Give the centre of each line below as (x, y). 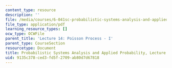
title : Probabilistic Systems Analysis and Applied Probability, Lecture (86, 53)
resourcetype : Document (31, 48)
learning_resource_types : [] (36, 29)
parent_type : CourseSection (35, 43)
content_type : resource (31, 10)
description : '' (23, 15)
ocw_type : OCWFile (25, 34)
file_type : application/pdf (35, 24)
